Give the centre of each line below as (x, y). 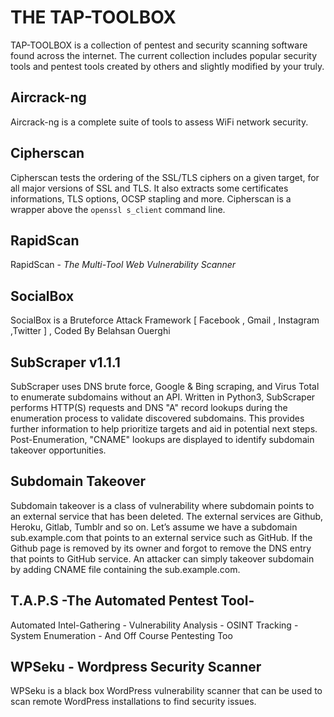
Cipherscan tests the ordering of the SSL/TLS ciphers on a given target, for (165, 177)
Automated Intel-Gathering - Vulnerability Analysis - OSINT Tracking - (154, 625)
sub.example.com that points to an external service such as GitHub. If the (161, 537)
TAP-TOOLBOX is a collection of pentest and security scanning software (159, 45)
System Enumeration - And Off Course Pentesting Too (121, 635)
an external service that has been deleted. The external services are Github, (167, 516)
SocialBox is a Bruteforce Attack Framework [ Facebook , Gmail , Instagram (165, 320)
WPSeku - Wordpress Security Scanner (136, 667)
